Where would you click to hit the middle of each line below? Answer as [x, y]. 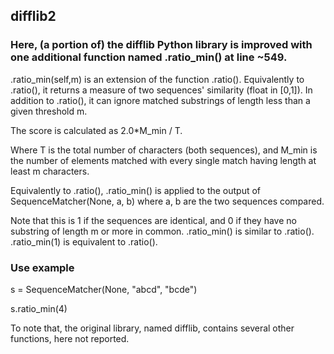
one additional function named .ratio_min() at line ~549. [149, 57]
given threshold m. [49, 111]
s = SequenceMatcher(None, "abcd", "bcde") [104, 289]
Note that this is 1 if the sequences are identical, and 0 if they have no [153, 220]
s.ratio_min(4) [39, 308]
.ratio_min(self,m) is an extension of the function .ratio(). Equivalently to [157, 79]
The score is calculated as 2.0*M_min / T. [96, 130]
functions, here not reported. [70, 338]
